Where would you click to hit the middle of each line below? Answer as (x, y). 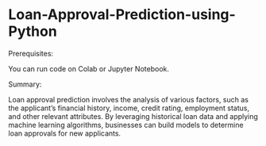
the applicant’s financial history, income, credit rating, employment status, (129, 108)
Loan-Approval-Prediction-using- (122, 15)
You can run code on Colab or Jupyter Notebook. (89, 68)
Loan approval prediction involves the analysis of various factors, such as (128, 99)
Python (33, 31)
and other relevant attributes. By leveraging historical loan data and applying (133, 116)
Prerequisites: (31, 53)
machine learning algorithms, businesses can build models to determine (126, 125)
